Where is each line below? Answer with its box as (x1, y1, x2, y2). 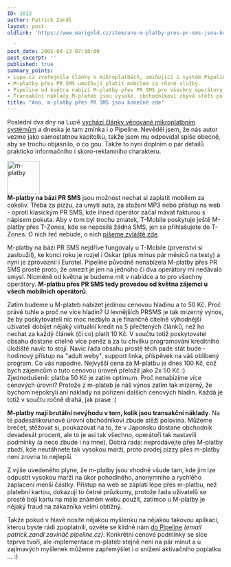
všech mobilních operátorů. (7, 287, 88, 296)
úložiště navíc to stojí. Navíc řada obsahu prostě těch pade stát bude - (7, 344, 206, 353)
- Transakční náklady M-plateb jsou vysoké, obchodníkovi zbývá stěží (7, 93, 214, 100)
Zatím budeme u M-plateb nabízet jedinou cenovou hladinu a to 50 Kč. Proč (7, 300, 221, 309)
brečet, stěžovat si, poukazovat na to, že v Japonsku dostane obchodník (7, 423, 212, 432)
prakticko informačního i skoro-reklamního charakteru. (7, 147, 162, 155)
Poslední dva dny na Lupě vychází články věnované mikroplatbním (7, 118, 196, 126)
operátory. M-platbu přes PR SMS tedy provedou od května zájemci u (7, 280, 208, 288)
